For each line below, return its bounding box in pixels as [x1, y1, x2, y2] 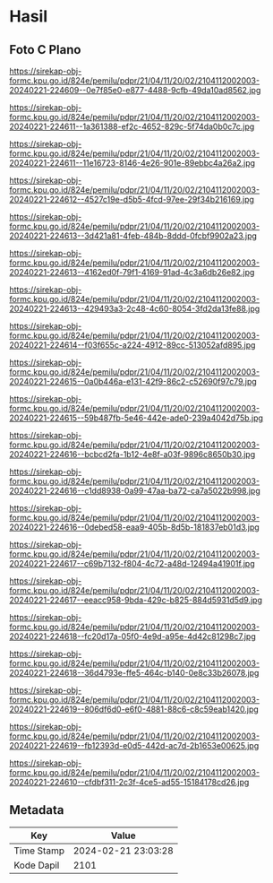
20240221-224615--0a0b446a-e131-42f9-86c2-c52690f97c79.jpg [9, 377, 257, 386]
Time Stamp [13, 844, 65, 857]
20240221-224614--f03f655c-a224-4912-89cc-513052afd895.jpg [9, 340, 256, 351]
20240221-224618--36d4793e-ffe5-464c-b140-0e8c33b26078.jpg [9, 668, 260, 678]
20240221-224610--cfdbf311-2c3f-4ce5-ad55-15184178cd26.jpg [9, 777, 250, 787]
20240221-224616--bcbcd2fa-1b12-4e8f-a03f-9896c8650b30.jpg [9, 449, 256, 459]
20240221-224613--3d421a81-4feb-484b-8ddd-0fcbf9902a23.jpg [9, 230, 258, 241]
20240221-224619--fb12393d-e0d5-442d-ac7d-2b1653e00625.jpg [9, 740, 260, 750]
